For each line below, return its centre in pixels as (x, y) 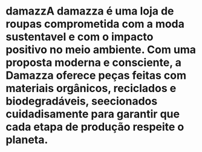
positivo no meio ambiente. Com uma (101, 50)
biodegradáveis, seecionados (82, 101)
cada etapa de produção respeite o (95, 127)
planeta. (27, 140)
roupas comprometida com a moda (95, 24)
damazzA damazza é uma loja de (90, 11)
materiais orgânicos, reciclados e (91, 88)
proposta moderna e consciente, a (94, 63)
